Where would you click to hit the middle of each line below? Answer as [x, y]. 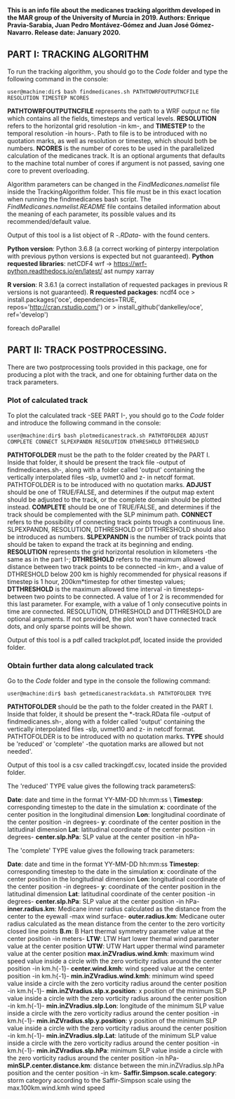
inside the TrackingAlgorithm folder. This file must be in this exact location [114, 192]
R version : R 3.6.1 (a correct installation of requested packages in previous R [117, 284]
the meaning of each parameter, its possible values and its [92, 214]
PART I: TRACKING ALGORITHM [78, 54]
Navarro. [20, 32]
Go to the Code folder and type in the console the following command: [109, 681]
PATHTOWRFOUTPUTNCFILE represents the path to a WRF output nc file [114, 111]
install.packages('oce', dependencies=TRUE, [72, 299]
